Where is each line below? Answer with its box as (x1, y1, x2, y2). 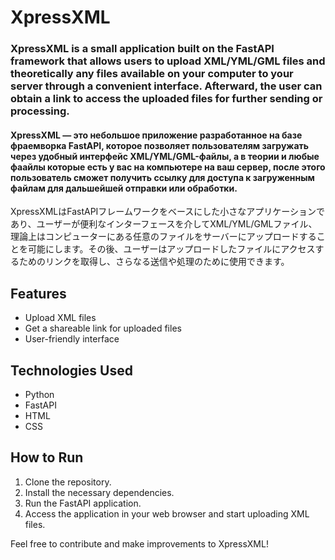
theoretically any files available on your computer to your (10, 67, 294, 81)
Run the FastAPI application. (24, 497, 142, 509)
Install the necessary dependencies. (24, 486, 175, 498)
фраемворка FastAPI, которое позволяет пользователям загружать (10, 139, 310, 151)
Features (10, 285, 67, 302)
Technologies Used (10, 362, 133, 379)
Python (24, 388, 55, 400)
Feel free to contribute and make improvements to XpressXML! (10, 537, 269, 550)
